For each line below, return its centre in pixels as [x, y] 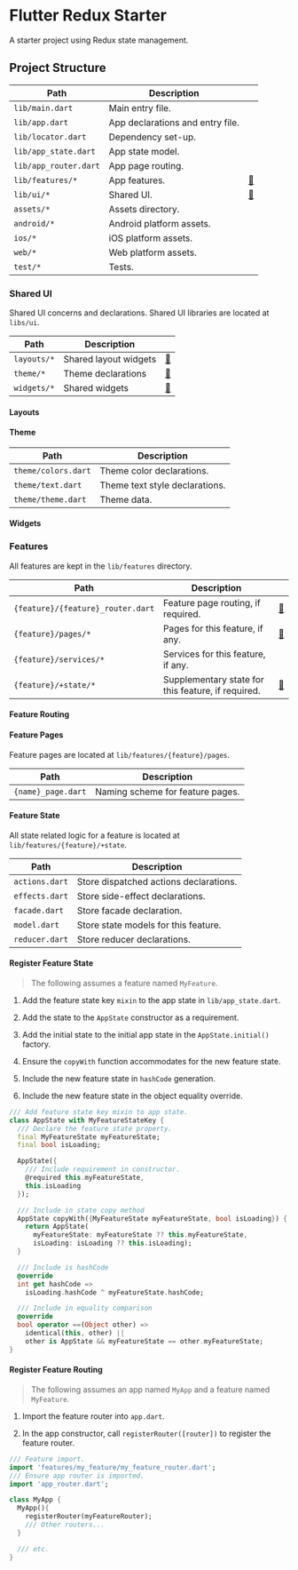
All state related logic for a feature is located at [94, 835]
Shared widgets [96, 388]
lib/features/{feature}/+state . [68, 844]
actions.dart [41, 881]
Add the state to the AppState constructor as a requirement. [130, 1017]
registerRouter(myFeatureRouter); [89, 1517]
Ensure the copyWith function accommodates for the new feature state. [151, 1061]
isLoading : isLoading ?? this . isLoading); [112, 1243]
